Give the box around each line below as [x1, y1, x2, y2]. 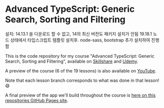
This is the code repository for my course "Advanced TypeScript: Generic [5, 53, 155, 59]
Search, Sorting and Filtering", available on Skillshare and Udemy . [5, 58, 138, 64]
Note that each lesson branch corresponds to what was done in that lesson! [5, 77, 160, 83]
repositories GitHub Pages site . [5, 97, 68, 103]
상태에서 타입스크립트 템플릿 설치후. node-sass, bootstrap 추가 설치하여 [10, 37, 151, 43]
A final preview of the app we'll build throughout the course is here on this [5, 92, 156, 98]
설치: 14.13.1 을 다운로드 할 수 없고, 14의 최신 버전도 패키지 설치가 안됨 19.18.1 [5, 31, 152, 36]
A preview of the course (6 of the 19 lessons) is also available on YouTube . [5, 68, 157, 73]
